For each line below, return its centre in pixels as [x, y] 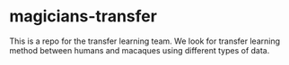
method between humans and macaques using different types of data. [140, 50]
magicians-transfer [83, 16]
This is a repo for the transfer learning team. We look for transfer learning [145, 41]
